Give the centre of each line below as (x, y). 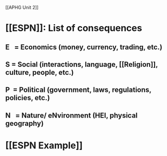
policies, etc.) (28, 98)
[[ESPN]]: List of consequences (74, 28)
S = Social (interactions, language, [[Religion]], (82, 64)
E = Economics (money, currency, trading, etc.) (84, 47)
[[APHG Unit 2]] (22, 7)
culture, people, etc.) (40, 72)
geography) (24, 123)
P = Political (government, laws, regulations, (78, 90)
